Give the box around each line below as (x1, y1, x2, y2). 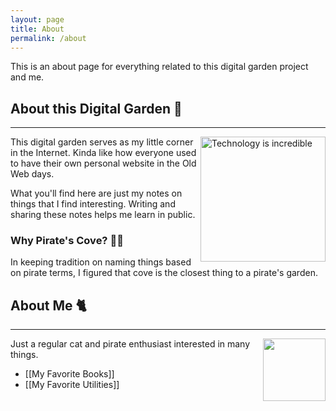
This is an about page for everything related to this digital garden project (10, 61, 309, 73)
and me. (10, 71, 45, 83)
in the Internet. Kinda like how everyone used (10, 147, 197, 159)
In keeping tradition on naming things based (10, 256, 192, 268)
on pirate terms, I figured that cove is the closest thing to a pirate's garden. (10, 267, 318, 279)
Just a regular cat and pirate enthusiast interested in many (10, 338, 251, 350)
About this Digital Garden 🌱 (10, 100, 183, 117)
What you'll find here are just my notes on (10, 187, 183, 200)
